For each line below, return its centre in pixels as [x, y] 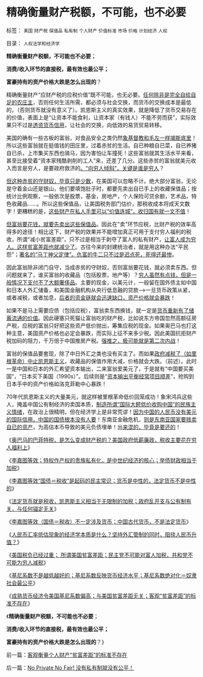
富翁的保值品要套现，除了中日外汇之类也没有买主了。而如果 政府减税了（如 [99, 353]
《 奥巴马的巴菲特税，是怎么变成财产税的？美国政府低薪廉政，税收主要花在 [99, 440]
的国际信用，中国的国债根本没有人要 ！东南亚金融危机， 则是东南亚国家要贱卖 [101, 419]
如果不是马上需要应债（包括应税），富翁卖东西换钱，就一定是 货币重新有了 [98, 310]
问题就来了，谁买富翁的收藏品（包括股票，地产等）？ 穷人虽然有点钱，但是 [99, 275]
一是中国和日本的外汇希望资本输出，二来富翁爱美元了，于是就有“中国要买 [98, 368]
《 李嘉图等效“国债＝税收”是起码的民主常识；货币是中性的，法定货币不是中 [99, 481]
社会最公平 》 [22, 583]
